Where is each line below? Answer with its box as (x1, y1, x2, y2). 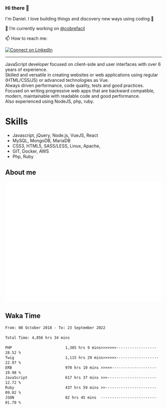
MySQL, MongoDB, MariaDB (12, 138, 71, 144)
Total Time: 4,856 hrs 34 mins (5, 335, 70, 341)
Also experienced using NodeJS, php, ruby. (5, 98, 94, 104)
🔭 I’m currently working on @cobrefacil (5, 25, 85, 31)
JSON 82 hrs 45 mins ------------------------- (5, 395, 157, 401)
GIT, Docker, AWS (12, 148, 49, 154)
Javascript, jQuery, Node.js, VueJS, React (12, 132, 98, 139)
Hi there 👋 (5, 4, 30, 11)
